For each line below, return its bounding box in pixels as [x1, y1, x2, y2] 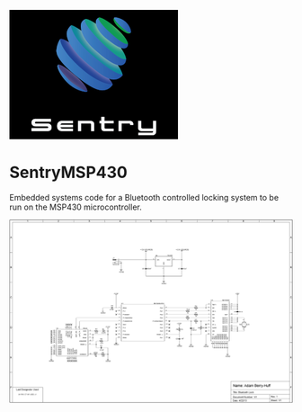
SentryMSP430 [9, 163, 128, 183]
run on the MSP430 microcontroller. [9, 202, 142, 212]
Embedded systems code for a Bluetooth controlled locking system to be [9, 192, 280, 202]
